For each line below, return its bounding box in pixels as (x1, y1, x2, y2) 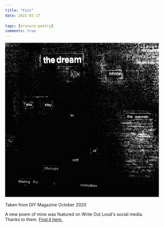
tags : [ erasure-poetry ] (5, 23, 54, 28)
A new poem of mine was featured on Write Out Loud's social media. (5, 211, 143, 217)
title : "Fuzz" (5, 8, 34, 13)
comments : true (5, 28, 36, 34)
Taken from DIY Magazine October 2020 (5, 202, 87, 208)
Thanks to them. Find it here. (5, 217, 63, 223)
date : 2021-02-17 (5, 13, 41, 18)
